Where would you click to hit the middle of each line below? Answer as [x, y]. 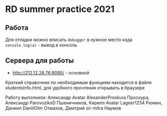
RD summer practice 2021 [60, 9]
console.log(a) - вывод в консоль [41, 45]
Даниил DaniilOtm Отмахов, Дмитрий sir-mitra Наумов [63, 108]
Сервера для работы [39, 61]
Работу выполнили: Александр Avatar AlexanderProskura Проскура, [77, 97]
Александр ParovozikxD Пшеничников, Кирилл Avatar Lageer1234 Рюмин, [84, 102]
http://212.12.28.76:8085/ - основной [51, 72]
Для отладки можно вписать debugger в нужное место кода [69, 39]
